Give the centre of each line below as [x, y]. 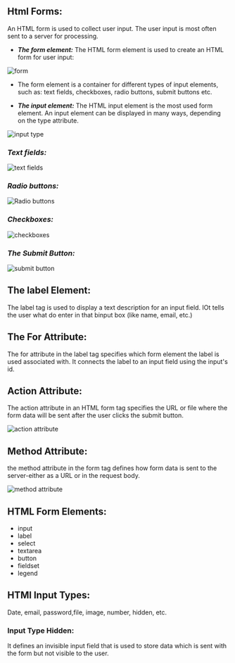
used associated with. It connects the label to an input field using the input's [118, 361]
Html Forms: [35, 12]
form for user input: [46, 57]
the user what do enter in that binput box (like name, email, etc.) [100, 315]
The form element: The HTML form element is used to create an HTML [120, 49]
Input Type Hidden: [41, 631]
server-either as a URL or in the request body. [74, 476]
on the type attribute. [48, 120]
